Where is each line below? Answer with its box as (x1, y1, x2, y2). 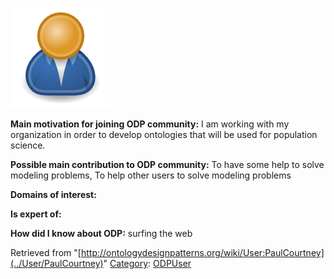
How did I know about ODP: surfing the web (10, 228, 193, 239)
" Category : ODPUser (103, 258, 192, 269)
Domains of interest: (10, 189, 97, 200)
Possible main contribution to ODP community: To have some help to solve (10, 159, 325, 170)
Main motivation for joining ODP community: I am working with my (10, 118, 290, 130)
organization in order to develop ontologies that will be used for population (10, 129, 318, 140)
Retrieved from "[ (10, 247, 82, 258)
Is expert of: (10, 208, 62, 220)
